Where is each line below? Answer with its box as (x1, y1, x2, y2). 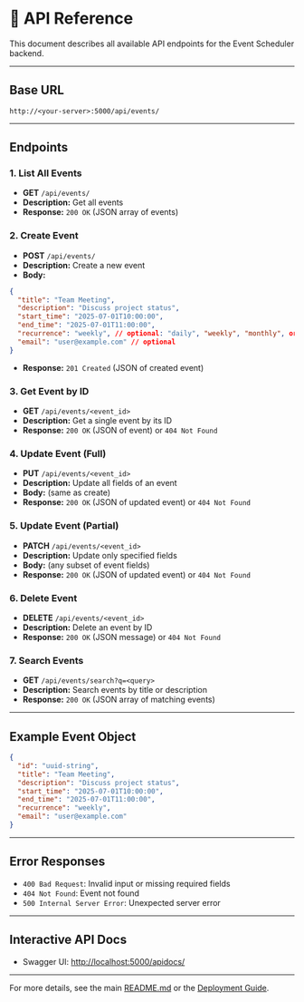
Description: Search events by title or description (22, 685, 208, 696)
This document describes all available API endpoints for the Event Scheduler (9, 38, 295, 49)
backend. (9, 47, 44, 58)
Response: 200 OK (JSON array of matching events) (22, 694, 215, 705)
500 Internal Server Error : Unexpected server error (22, 897, 222, 908)
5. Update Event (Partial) (9, 520, 119, 532)
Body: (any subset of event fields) (22, 559, 150, 570)
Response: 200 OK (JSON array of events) (22, 207, 179, 218)
